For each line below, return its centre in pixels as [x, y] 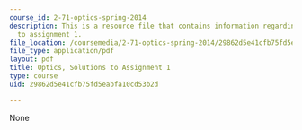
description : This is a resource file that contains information [134, 26]
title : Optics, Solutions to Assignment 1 [90, 68]
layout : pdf [31, 59]
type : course [34, 76]
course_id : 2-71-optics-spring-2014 [78, 17]
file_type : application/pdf [62, 51]
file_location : [38, 43]
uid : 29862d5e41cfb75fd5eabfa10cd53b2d [84, 84]
